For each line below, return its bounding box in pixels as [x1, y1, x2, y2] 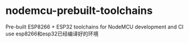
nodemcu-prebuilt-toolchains [5, 4, 153, 17]
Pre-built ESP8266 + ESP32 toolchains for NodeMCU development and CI [5, 23, 184, 30]
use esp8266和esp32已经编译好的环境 [5, 30, 99, 37]
